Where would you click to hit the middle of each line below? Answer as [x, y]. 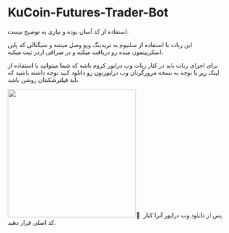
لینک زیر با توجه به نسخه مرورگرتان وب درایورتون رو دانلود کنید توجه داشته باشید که [113, 72]
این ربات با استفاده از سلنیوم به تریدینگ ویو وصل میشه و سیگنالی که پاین [100, 44]
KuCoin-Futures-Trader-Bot [88, 13]
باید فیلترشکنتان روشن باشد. [44, 79]
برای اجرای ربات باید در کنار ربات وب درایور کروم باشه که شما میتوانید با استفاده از [113, 65]
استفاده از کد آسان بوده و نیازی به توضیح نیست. [68, 31]
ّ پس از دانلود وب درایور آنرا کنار [179, 215]
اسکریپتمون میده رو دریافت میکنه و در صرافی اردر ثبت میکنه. [85, 52]
